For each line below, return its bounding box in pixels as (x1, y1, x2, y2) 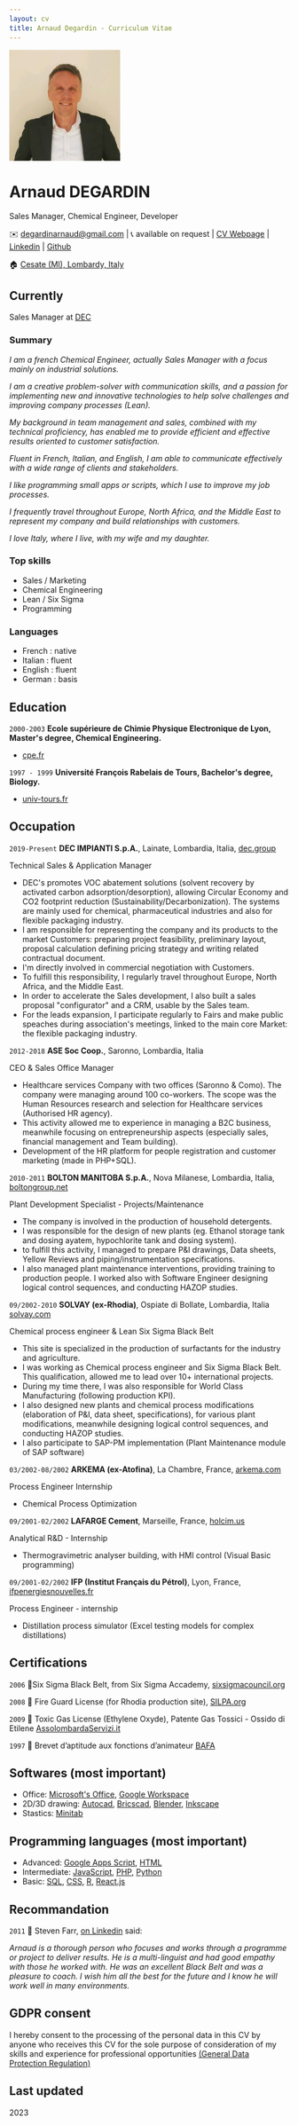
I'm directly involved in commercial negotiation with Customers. (21, 962, 255, 972)
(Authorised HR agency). (21, 1107, 113, 1118)
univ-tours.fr (21, 793, 68, 804)
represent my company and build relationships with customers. (9, 516, 241, 526)
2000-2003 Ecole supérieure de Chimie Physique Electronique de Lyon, (9, 723, 271, 734)
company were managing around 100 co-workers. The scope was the (21, 1089, 277, 1099)
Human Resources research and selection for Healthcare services (21, 1098, 263, 1109)
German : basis (21, 674, 78, 685)
